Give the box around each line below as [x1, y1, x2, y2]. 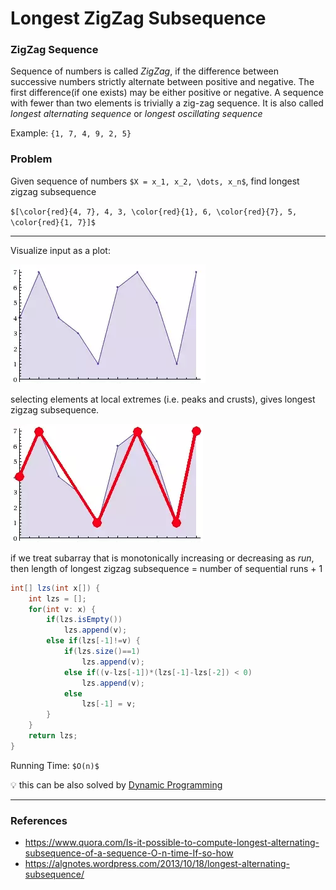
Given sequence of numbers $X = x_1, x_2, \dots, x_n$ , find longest [10, 175, 300, 187]
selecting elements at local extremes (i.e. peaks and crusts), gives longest [10, 393, 316, 405]
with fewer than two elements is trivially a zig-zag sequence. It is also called [10, 97, 324, 109]
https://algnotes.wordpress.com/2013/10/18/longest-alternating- [24, 858, 290, 870]
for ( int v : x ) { [28, 604, 97, 614]
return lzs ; [28, 731, 78, 741]
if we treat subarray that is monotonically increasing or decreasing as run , [10, 552, 315, 564]
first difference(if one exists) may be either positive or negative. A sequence [10, 87, 324, 99]
